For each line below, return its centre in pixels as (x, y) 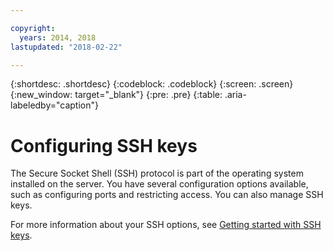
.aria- (235, 95)
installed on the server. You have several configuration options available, (159, 184)
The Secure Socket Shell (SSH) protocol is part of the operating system (157, 173)
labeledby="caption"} (54, 105)
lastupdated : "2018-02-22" (66, 47)
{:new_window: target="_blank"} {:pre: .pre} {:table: (116, 95)
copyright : (33, 28)
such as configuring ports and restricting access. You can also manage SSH (167, 195)
